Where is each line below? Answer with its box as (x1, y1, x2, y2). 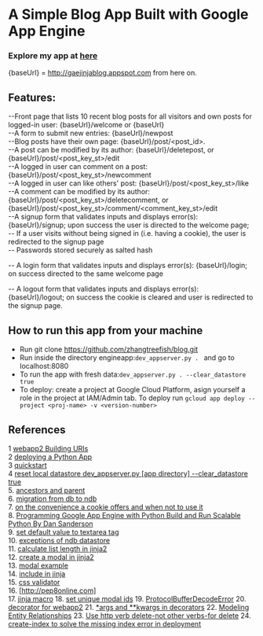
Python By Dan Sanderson (8, 519, 93, 528)
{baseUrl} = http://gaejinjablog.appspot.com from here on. (8, 68, 198, 78)
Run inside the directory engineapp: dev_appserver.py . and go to (19, 353, 236, 362)
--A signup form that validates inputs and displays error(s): (8, 212, 199, 222)
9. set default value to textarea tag (8, 527, 119, 536)
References (8, 423, 66, 436)
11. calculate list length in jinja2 (8, 544, 108, 553)
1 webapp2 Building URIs (8, 443, 89, 453)
